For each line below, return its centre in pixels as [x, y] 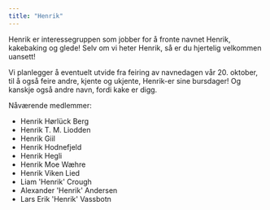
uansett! [22, 56]
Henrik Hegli [41, 155]
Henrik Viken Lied [50, 173]
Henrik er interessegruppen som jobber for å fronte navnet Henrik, [120, 39]
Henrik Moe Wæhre [53, 164]
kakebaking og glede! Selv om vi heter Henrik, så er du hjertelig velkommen [135, 48]
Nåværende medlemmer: [50, 105]
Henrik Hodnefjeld [51, 147]
